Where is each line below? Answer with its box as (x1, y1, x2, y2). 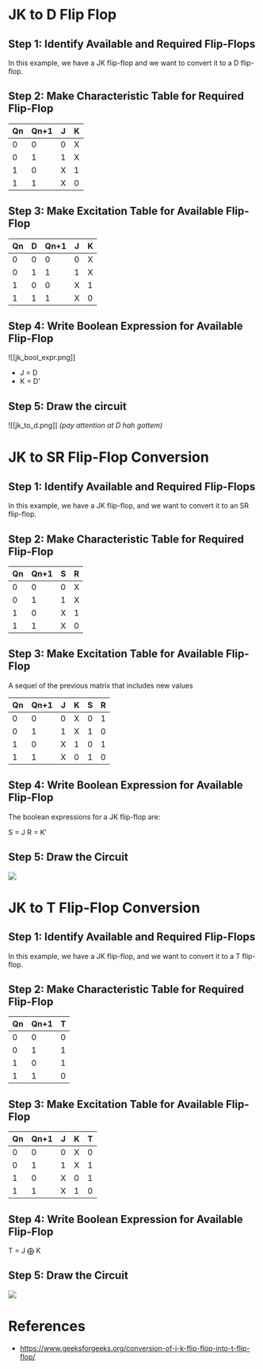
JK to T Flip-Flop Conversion (8, 899, 200, 917)
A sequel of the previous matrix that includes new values (8, 681, 193, 690)
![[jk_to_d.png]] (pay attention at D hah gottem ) (8, 420, 163, 430)
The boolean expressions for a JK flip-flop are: (8, 811, 161, 822)
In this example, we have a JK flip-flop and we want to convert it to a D (8, 58, 239, 67)
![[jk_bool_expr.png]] (8, 353, 76, 362)
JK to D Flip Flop (8, 6, 117, 24)
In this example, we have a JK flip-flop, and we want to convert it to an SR (8, 501, 250, 511)
